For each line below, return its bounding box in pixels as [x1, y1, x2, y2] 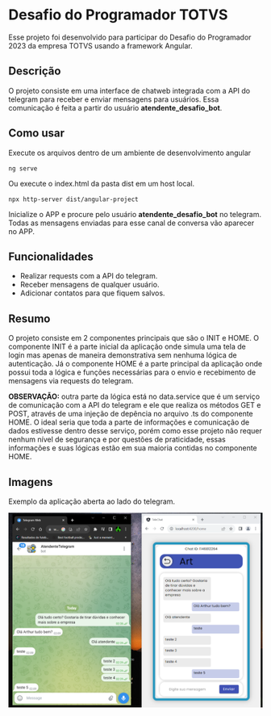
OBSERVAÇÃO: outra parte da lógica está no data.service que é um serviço [8, 391, 261, 401]
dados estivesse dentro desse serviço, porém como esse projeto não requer [8, 426, 262, 436]
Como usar [8, 127, 65, 140]
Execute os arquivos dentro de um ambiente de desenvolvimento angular [8, 148, 252, 157]
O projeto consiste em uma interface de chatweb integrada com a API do [8, 86, 251, 95]
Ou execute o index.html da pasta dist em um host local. [8, 178, 195, 188]
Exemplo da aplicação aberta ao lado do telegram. [8, 496, 176, 506]
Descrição [8, 65, 61, 78]
